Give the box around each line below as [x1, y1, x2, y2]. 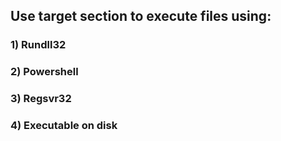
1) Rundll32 [10, 38, 67, 52]
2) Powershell [10, 65, 79, 79]
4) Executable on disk [10, 119, 118, 133]
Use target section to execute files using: [10, 8, 272, 25]
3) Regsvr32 [10, 92, 72, 106]
